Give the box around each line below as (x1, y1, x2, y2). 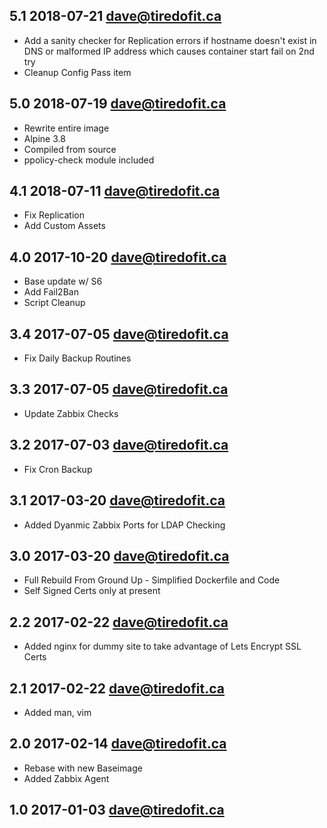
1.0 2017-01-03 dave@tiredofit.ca (9, 802, 225, 819)
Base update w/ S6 (23, 275, 103, 288)
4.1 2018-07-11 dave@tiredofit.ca (9, 183, 221, 200)
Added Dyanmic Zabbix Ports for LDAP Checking (23, 519, 226, 531)
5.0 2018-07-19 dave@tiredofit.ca (9, 95, 227, 113)
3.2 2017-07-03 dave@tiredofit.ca (9, 437, 229, 454)
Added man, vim (23, 706, 92, 718)
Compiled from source (23, 143, 117, 155)
